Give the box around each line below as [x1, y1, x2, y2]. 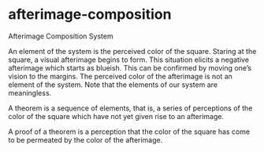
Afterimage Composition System [8, 31, 113, 41]
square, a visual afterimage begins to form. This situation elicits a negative [8, 55, 250, 64]
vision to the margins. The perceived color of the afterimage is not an [8, 71, 232, 81]
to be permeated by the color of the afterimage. [8, 135, 163, 144]
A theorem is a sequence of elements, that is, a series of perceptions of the [8, 103, 253, 113]
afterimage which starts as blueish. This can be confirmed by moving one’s [8, 63, 252, 72]
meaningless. [8, 88, 52, 97]
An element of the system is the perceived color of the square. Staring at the [8, 46, 257, 56]
